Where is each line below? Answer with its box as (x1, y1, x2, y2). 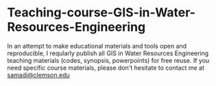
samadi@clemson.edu (7, 70, 70, 79)
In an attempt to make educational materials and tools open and (7, 42, 187, 50)
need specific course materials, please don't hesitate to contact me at (7, 63, 204, 72)
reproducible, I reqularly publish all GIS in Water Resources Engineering (7, 49, 209, 57)
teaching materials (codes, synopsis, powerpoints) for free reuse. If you (7, 56, 210, 64)
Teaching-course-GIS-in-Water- (7, 5, 195, 20)
